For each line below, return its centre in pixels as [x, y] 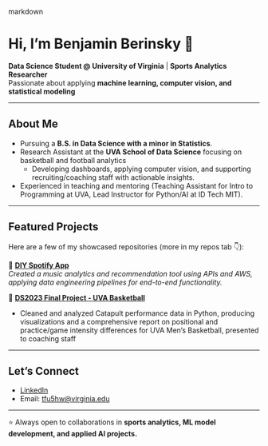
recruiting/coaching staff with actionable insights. [113, 177]
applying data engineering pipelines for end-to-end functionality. [115, 282]
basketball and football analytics [73, 160]
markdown [26, 12]
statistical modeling [42, 91]
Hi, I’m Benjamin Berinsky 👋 [101, 44]
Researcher [28, 74]
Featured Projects [53, 227]
